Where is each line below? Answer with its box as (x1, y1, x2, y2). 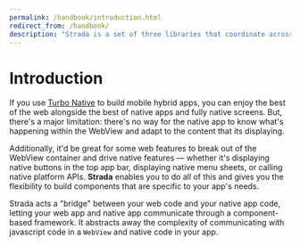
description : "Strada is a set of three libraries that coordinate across (9, 29, 294, 38)
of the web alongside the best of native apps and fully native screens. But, (9, 107, 283, 118)
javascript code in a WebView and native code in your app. (9, 226, 219, 237)
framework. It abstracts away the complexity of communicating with (34, 217, 285, 228)
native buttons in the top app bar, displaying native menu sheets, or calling (9, 162, 283, 173)
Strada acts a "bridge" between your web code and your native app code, (9, 198, 281, 209)
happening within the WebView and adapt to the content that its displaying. (9, 126, 285, 136)
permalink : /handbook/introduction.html (9, 12, 162, 22)
